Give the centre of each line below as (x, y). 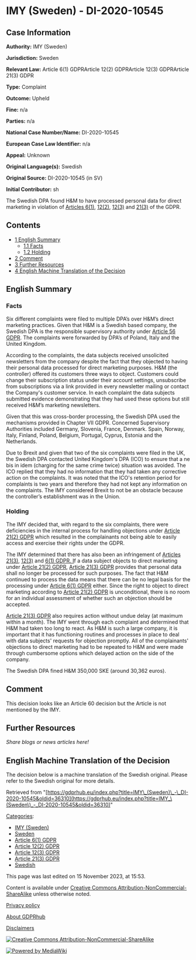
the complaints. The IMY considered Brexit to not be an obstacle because (94, 490)
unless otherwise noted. (62, 894)
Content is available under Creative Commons (61, 888)
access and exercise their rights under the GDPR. (65, 543)
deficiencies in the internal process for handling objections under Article (93, 530)
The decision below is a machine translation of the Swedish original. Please (97, 775)
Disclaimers (20, 928)
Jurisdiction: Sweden (32, 58)
